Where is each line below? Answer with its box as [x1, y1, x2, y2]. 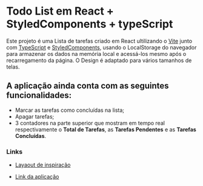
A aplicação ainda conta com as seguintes [6, 81, 169, 91]
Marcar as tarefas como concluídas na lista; [15, 106, 125, 114]
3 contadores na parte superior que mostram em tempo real [15, 119, 165, 126]
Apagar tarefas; [15, 112, 55, 120]
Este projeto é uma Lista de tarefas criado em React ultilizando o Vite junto [6, 37, 193, 44]
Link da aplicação [15, 173, 59, 181]
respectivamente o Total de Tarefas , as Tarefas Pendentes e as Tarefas [15, 126, 197, 133]
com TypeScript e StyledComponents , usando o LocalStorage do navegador [6, 44, 197, 51]
